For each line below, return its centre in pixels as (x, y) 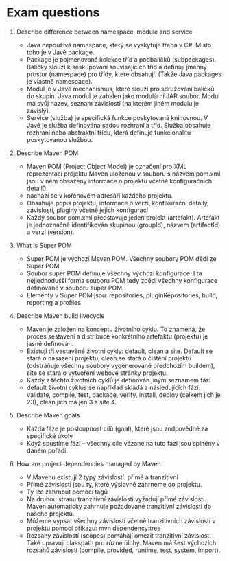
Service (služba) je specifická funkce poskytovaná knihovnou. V (117, 117)
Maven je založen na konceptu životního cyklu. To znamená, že (116, 329)
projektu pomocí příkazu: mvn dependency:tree (94, 528)
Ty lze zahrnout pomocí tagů (67, 492)
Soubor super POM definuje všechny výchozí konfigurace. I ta (114, 273)
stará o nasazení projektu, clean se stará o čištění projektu (109, 358)
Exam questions (53, 13)
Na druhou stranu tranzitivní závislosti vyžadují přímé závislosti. (117, 499)
